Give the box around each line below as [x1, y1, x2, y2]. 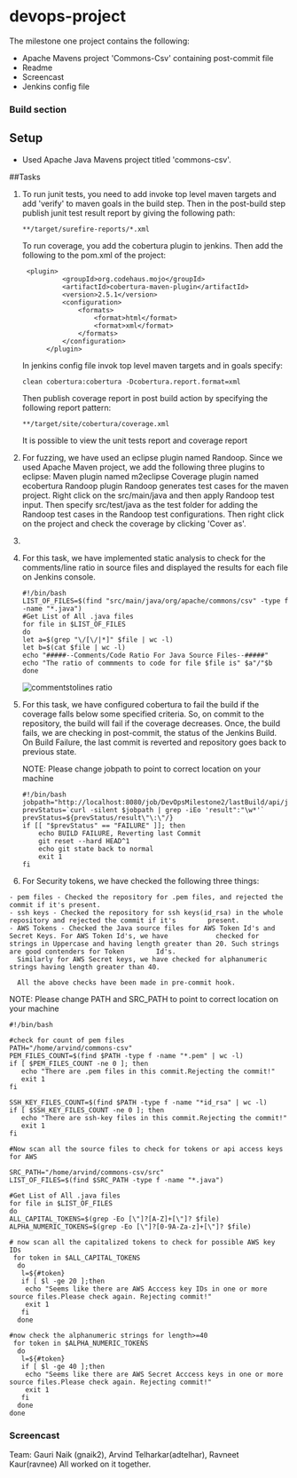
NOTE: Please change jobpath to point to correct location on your [21, 763, 262, 774]
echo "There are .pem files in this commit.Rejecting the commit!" [20, 1067, 276, 1076]
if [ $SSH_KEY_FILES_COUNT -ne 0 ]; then [9, 1105, 165, 1115]
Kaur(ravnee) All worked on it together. [9, 1458, 152, 1469]
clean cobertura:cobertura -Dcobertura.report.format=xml [21, 377, 241, 386]
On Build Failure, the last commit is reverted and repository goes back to [21, 737, 286, 747]
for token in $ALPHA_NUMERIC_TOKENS [12, 1339, 149, 1348]
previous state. [21, 746, 77, 756]
